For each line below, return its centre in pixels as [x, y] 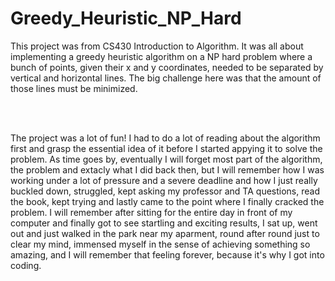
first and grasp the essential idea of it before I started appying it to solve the [166, 148]
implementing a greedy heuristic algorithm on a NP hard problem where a [161, 56]
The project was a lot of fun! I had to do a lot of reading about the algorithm [165, 138]
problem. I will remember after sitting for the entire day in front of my [151, 212]
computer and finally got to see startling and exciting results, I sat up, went [164, 223]
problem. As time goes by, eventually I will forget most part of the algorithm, [166, 159]
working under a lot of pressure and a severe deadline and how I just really [164, 180]
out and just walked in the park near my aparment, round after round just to [165, 233]
